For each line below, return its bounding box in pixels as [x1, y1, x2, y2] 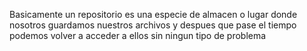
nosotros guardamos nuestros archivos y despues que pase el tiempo [9, 19, 297, 31]
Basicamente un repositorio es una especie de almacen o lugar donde [9, 9, 298, 20]
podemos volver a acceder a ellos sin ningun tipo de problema [9, 30, 267, 41]
